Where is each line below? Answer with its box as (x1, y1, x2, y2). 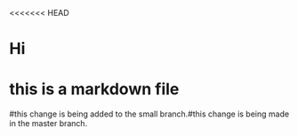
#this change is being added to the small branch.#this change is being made (9, 108, 290, 119)
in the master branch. (9, 118, 88, 129)
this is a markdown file (9, 79, 180, 100)
